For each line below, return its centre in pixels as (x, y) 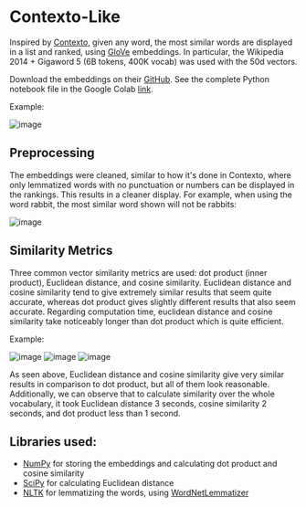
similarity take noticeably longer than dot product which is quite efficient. (147, 321)
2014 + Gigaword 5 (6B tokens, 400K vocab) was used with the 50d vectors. (153, 61)
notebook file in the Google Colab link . (81, 89)
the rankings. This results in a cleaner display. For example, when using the (151, 195)
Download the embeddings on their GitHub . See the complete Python (140, 79)
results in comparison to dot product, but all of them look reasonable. (140, 384)
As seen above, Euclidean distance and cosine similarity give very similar (147, 374)
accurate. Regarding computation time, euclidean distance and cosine (141, 312)
